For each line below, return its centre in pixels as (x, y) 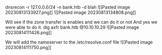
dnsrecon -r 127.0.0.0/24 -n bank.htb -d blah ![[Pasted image (68, 7)
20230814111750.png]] (28, 47)
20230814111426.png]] (29, 32)
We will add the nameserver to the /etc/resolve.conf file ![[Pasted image (79, 42)
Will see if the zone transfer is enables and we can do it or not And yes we (81, 22)
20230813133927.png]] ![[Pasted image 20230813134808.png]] (71, 12)
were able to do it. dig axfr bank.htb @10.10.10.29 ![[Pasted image (72, 27)
